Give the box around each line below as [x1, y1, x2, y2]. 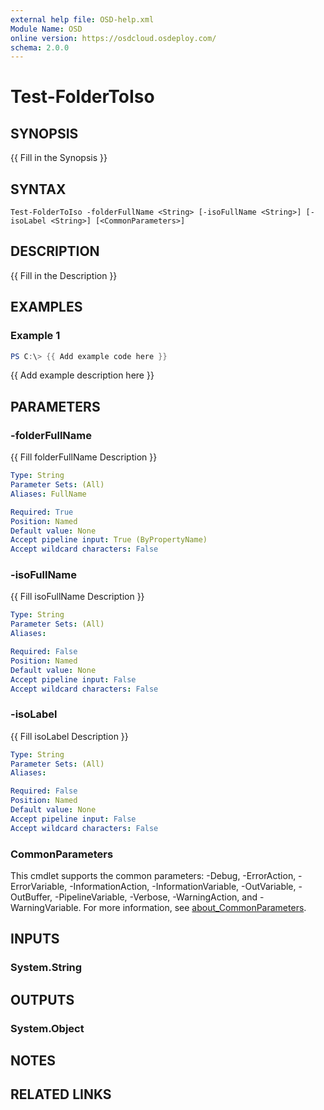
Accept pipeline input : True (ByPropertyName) [10, 535, 208, 545]
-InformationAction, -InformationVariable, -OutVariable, [69, 881, 297, 893]
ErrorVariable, [10, 881, 68, 893]
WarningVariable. [10, 902, 82, 914]
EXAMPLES [10, 299, 83, 316]
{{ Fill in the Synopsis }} [10, 152, 108, 164]
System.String [10, 961, 83, 975]
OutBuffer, [10, 891, 53, 903]
